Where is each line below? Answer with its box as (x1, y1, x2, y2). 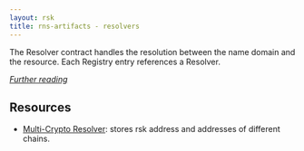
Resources (9, 99, 72, 115)
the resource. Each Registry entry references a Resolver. (9, 56, 221, 67)
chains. (22, 133, 51, 145)
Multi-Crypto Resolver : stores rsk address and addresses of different (22, 124, 281, 135)
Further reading (9, 73, 68, 84)
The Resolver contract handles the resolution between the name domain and (9, 46, 296, 57)
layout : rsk (9, 13, 54, 23)
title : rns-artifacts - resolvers (9, 22, 141, 31)
